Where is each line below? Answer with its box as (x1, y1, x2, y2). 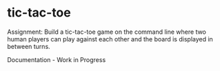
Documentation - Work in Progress (7, 55, 106, 63)
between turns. (7, 42, 50, 50)
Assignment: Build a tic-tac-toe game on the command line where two (7, 28, 207, 36)
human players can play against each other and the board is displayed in (7, 34, 214, 43)
